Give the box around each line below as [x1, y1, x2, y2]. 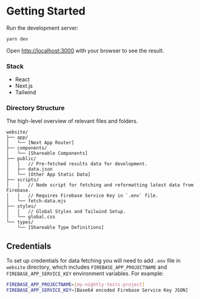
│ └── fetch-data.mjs [6, 198, 67, 204]
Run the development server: [6, 24, 79, 31]
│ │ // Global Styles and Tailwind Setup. [6, 209, 126, 215]
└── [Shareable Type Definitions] [17, 225, 104, 231]
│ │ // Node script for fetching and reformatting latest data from [6, 182, 194, 188]
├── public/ [6, 156, 36, 162]
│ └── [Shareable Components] [6, 150, 88, 157]
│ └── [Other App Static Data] [6, 171, 91, 178]
